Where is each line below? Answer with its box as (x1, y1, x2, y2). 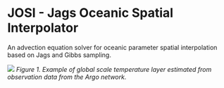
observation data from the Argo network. (7, 73, 127, 81)
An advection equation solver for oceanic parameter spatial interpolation (7, 43, 218, 51)
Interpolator (7, 20, 79, 36)
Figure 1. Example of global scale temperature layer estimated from (15, 65, 212, 73)
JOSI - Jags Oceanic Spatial (7, 5, 174, 21)
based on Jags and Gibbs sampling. (7, 51, 111, 59)
